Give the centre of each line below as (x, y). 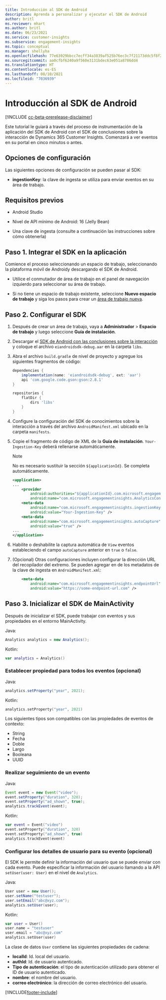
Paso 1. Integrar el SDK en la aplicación (66, 252)
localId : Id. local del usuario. (41, 956)
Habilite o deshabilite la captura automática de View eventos (73, 545)
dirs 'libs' (42, 402)
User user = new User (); (31, 892)
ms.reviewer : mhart (25, 24)
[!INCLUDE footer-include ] (31, 993)
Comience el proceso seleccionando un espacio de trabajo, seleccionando (81, 264)
